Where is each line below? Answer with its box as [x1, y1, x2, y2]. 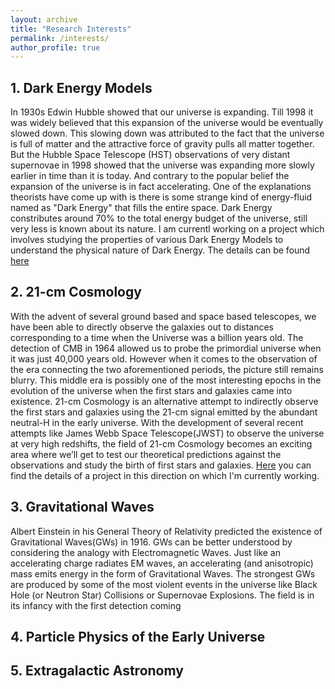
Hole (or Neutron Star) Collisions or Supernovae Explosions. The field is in [10, 589, 315, 601]
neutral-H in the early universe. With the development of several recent [10, 416, 304, 428]
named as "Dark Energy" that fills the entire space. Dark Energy [10, 202, 273, 214]
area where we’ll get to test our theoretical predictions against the [10, 448, 282, 460]
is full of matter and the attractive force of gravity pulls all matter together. [10, 138, 315, 150]
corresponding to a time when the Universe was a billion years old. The [10, 331, 304, 343]
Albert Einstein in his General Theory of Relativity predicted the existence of [10, 525, 323, 537]
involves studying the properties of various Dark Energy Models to [10, 234, 284, 246]
